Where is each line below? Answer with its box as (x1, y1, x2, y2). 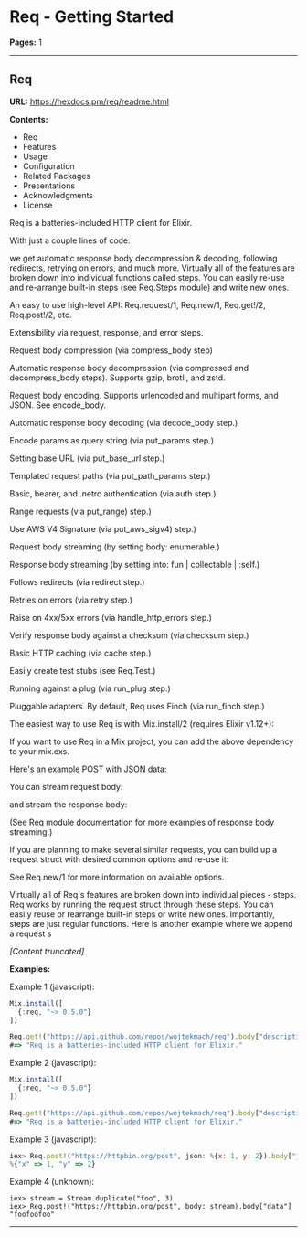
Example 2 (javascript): (9, 1058, 97, 1069)
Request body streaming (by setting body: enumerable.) (9, 541, 221, 552)
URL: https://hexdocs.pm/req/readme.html (9, 96, 169, 107)
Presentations (22, 180, 76, 191)
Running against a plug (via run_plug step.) (9, 683, 171, 694)
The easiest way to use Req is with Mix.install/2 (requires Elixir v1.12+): (9, 718, 274, 729)
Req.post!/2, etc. (9, 309, 72, 320)
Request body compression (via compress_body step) (9, 345, 213, 356)
